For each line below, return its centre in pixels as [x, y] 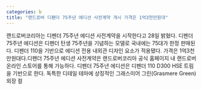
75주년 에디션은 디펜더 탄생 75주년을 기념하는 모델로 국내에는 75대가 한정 [93, 43]
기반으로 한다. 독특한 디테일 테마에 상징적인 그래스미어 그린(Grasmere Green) [104, 73]
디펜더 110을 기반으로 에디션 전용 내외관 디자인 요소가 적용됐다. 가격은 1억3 [102, 50]
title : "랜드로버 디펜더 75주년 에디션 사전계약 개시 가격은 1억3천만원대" [87, 18]
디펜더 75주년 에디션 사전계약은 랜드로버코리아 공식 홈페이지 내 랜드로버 [112, 58]
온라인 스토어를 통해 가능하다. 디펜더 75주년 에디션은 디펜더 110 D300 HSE [94, 66]
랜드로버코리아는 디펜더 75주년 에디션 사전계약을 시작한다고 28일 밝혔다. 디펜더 [100, 35]
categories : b [24, 12]
